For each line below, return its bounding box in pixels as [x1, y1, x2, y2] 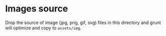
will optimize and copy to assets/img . [5, 24, 81, 30]
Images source [5, 3, 68, 14]
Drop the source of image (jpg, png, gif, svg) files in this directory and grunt [5, 19, 161, 25]
